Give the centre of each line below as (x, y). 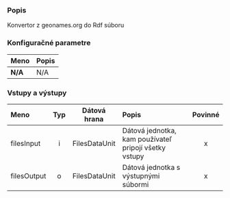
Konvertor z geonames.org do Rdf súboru (66, 25)
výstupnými (141, 175)
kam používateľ (147, 139)
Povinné (206, 114)
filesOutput (28, 175)
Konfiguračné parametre (49, 43)
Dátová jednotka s (151, 167)
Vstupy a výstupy (37, 92)
